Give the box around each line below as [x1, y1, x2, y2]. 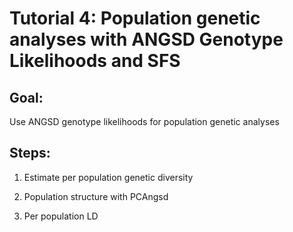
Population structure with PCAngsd [23, 190, 169, 202]
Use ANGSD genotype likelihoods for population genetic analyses [9, 116, 280, 127]
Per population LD [23, 210, 99, 222]
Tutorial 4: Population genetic [9, 7, 261, 30]
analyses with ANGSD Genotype [9, 28, 284, 51]
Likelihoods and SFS [9, 50, 181, 72]
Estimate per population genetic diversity [23, 171, 194, 183]
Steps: [9, 145, 51, 162]
